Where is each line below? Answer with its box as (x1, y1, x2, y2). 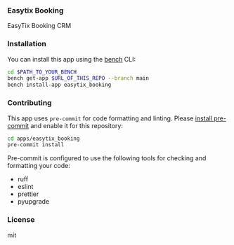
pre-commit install (7, 141, 65, 148)
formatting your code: (7, 162, 70, 170)
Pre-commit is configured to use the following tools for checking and (7, 154, 207, 162)
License (7, 215, 35, 225)
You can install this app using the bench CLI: (7, 55, 136, 63)
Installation (7, 39, 47, 49)
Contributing (7, 98, 52, 108)
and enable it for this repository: (30, 121, 123, 129)
